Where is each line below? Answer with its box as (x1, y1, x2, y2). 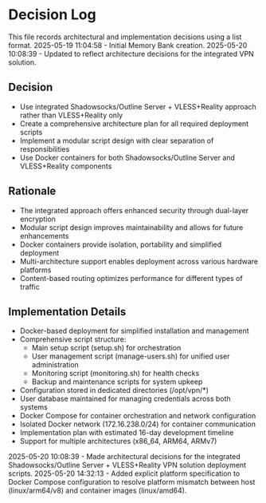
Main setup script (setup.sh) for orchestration (31, 343, 182, 353)
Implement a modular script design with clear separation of (19, 136, 214, 145)
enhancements (19, 231, 69, 240)
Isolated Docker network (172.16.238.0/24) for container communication (19, 419, 256, 429)
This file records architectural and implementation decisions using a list (8, 32, 242, 42)
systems (19, 402, 48, 412)
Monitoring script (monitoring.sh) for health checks (31, 369, 200, 378)
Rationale (8, 184, 57, 198)
